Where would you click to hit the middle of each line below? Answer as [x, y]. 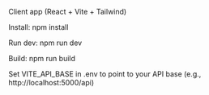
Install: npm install [38, 27]
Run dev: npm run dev [45, 43]
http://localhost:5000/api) [51, 83]
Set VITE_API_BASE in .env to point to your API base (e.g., [105, 74]
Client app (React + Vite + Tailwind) [68, 12]
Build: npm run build [42, 58]
